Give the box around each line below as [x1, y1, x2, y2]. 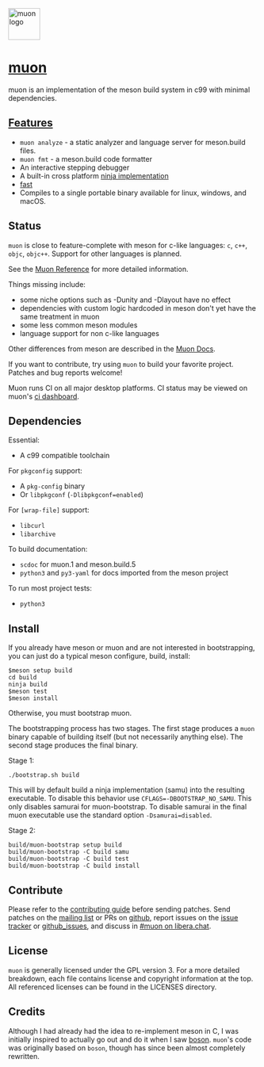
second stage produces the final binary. [8, 740, 139, 750]
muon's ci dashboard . [8, 392, 79, 401]
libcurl [19, 522, 45, 530]
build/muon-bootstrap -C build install [8, 862, 140, 870]
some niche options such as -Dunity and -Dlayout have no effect [19, 295, 231, 304]
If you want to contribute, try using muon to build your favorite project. [8, 359, 234, 369]
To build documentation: [8, 545, 88, 554]
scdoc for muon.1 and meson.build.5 [19, 560, 136, 569]
